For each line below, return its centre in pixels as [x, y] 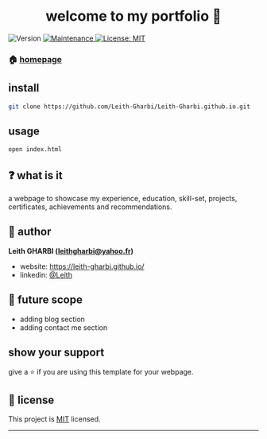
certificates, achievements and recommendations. [90, 207]
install [24, 88]
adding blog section [52, 319]
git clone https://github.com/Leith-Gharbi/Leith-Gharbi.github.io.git [129, 107]
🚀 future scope [46, 300]
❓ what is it [35, 175]
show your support [56, 353]
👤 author [30, 232]
